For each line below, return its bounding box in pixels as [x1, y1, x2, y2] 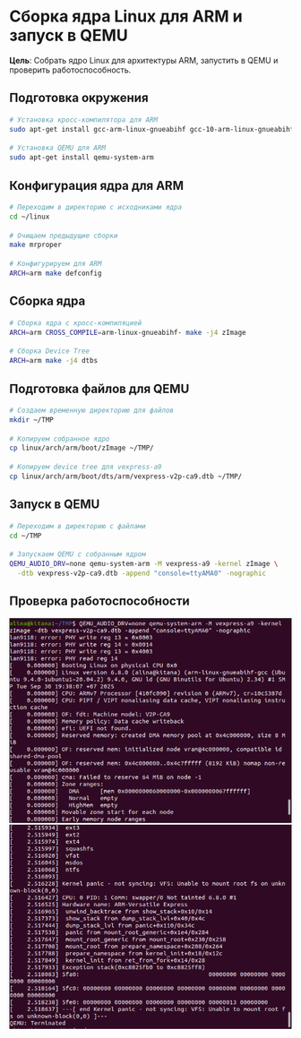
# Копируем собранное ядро [9, 434, 110, 443]
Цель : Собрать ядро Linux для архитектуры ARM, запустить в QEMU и [9, 55, 279, 65]
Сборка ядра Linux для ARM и [9, 6, 244, 27]
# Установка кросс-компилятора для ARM [9, 115, 159, 124]
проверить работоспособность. [9, 64, 132, 75]
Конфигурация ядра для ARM [9, 177, 184, 193]
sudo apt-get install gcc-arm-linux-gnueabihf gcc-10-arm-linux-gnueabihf [9, 124, 295, 133]
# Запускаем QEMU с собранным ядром [9, 550, 146, 559]
